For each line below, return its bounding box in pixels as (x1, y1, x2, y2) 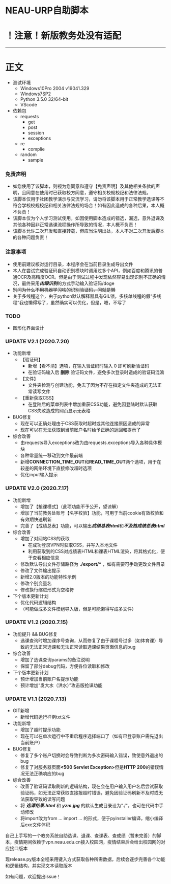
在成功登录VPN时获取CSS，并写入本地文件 (27, 542, 118, 548)
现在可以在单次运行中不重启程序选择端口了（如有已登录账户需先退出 (20, 733, 163, 739)
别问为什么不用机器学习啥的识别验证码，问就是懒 (12, 286, 116, 293)
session (27, 130, 44, 136)
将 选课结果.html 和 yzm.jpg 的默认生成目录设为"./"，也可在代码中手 (20, 803, 164, 809)
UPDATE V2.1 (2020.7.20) (5, 338, 70, 345)
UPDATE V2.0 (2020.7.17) (5, 484, 69, 492)
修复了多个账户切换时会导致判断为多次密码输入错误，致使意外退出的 (20, 753, 163, 759)
